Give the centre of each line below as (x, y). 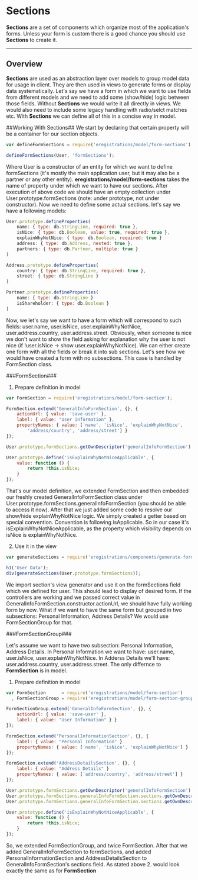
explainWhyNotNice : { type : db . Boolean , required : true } (89, 238)
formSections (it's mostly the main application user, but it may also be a (93, 173)
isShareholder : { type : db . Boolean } (63, 303)
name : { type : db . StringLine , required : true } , (77, 227)
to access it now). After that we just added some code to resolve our (89, 510)
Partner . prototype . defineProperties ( (52, 292)
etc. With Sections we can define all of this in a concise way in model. (91, 116)
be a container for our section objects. (52, 134)
